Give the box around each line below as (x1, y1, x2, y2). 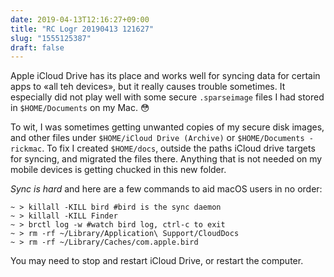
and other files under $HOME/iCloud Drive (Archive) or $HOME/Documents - (10, 132, 314, 144)
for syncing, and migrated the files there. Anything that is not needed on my (10, 153, 323, 165)
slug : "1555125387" (10, 33, 92, 43)
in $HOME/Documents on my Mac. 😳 (10, 102, 150, 114)
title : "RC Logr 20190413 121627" (10, 24, 155, 34)
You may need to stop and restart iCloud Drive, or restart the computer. (10, 255, 304, 267)
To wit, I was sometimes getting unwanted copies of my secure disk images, (10, 121, 325, 133)
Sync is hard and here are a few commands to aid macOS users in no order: (10, 183, 323, 195)
